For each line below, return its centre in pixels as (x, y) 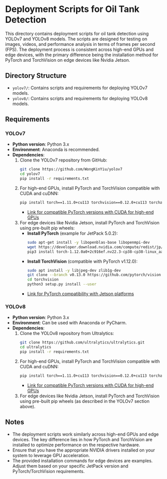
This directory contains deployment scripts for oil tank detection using (77, 33)
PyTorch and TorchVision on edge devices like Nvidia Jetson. (68, 60)
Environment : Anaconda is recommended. (56, 150)
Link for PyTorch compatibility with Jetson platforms (81, 294)
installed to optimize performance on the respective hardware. (76, 445)
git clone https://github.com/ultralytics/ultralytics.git (82, 342)
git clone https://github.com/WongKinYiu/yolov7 (71, 169)
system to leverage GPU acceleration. (51, 455)
